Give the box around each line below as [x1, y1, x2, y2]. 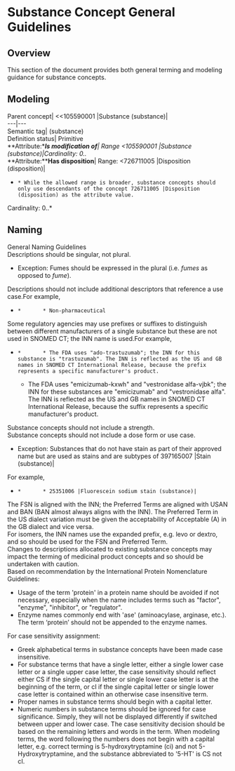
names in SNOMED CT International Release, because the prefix [17, 361, 207, 368]
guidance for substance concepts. [7, 73, 107, 81]
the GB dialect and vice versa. [7, 522, 94, 530]
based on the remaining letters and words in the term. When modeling [17, 727, 220, 735]
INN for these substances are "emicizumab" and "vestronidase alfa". [27, 387, 227, 396]
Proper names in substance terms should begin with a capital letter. [17, 697, 213, 706]
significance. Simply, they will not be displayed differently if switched [17, 712, 217, 720]
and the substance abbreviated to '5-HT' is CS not [76, 749, 222, 758]
